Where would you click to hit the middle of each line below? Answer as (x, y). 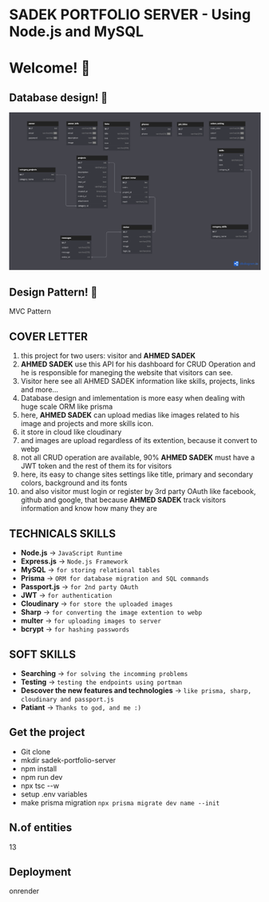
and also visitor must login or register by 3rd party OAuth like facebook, (138, 492)
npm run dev (42, 777)
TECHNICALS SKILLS (63, 534)
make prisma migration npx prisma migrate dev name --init (120, 802)
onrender (24, 891)
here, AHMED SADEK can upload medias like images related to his (130, 415)
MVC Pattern (30, 311)
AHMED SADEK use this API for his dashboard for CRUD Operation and (138, 364)
